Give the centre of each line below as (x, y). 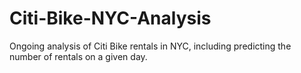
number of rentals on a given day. (78, 56)
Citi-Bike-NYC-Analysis (110, 18)
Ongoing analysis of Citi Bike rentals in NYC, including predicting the (150, 46)
